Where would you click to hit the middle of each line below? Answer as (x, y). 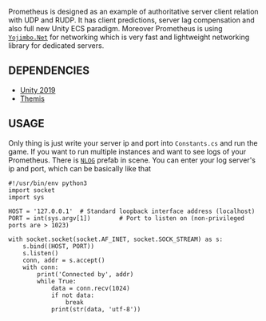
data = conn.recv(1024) (90, 288)
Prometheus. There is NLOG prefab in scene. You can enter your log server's (132, 160)
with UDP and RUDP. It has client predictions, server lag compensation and (132, 20)
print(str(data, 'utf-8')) (96, 309)
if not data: (72, 295)
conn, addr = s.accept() (64, 260)
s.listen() (41, 253)
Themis (32, 98)
